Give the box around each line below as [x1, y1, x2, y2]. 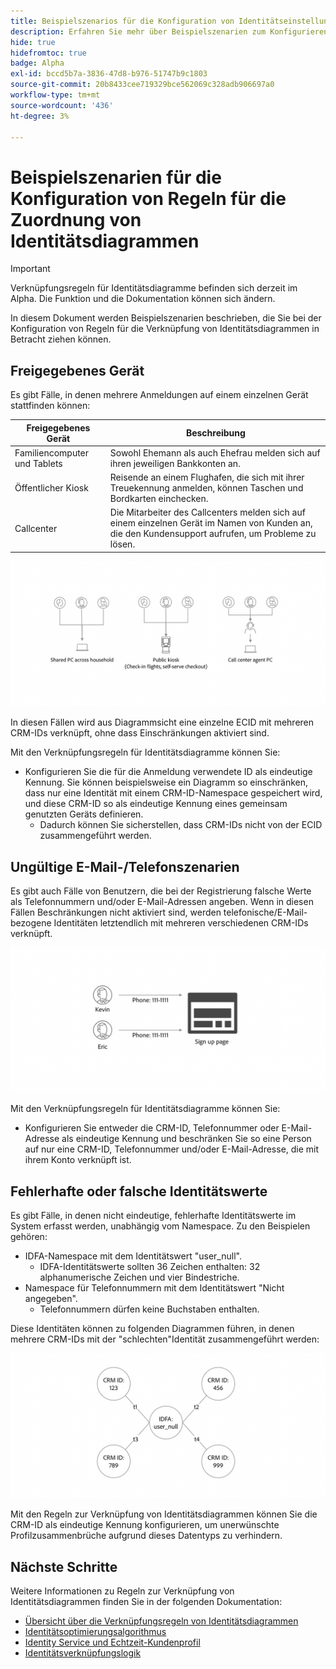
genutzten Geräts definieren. [24, 808, 144, 820]
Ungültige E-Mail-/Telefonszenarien [10, 858, 240, 875]
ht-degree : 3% [10, 111, 70, 121]
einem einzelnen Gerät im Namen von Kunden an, [109, 517, 313, 529]
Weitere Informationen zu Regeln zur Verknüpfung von [10, 1585, 235, 1597]
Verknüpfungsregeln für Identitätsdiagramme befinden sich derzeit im [10, 282, 298, 294]
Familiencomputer [14, 446, 90, 459]
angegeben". [24, 1293, 78, 1305]
